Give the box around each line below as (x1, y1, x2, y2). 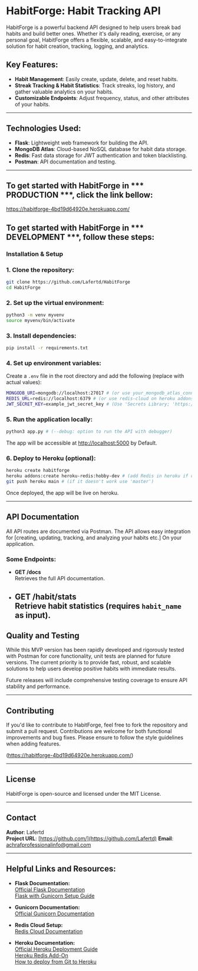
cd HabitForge (6, 284, 41, 291)
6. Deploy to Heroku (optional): (6, 454, 96, 462)
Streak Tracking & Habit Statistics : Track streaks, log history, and (14, 82, 176, 89)
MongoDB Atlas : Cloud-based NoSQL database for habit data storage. (14, 145, 187, 152)
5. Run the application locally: (6, 415, 93, 423)
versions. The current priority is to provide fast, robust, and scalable (6, 659, 171, 666)
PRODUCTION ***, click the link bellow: (6, 189, 153, 200)
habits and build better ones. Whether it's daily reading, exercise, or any (6, 30, 181, 37)
